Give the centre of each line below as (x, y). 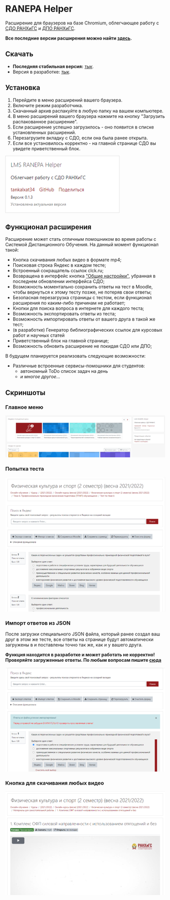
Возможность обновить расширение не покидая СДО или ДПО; (82, 346)
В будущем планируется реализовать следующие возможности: (75, 356)
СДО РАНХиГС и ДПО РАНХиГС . (40, 28)
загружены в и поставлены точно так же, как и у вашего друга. (74, 645)
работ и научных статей (39, 335)
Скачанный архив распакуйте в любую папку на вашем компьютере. (88, 111)
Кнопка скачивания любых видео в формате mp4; (67, 260)
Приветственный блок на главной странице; (61, 341)
